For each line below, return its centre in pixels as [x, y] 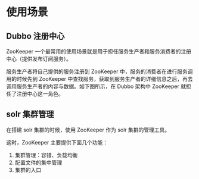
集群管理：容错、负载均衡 [46, 155]
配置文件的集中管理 [38, 162]
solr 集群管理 [30, 114]
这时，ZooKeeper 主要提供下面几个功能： [57, 142]
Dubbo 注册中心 [35, 36]
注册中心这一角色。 [40, 94]
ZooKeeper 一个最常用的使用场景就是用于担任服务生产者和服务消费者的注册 [99, 51]
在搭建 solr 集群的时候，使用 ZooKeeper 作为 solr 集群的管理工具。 [88, 130]
